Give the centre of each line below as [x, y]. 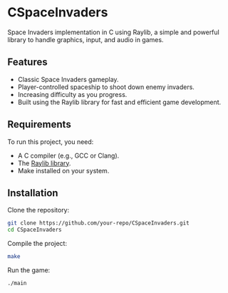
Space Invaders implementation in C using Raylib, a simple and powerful [113, 32]
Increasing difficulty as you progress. [72, 94]
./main [17, 283]
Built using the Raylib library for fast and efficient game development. [119, 102]
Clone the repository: [38, 210]
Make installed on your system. [63, 170]
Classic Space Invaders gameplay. [68, 79]
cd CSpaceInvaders [35, 230]
